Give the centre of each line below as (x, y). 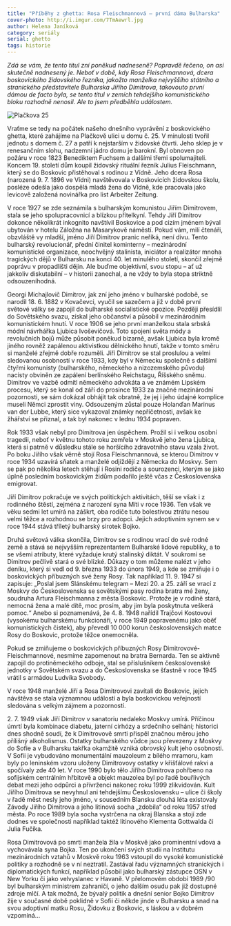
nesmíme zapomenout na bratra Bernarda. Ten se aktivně (139, 655)
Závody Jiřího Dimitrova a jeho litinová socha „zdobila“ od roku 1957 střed (112, 807)
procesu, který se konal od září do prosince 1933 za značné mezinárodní (110, 390)
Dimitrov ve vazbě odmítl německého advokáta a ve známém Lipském (106, 382)
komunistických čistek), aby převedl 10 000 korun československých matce (114, 627)
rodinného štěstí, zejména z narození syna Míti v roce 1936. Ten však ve (109, 504)
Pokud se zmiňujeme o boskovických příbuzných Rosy (84, 648)
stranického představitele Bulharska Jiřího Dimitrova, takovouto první (106, 87)
